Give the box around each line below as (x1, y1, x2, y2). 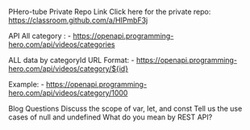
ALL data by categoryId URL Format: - (8, 56, 135, 65)
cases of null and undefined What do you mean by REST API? (8, 112, 213, 122)
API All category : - (8, 31, 71, 40)
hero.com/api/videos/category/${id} (8, 64, 129, 73)
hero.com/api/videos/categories (8, 40, 115, 49)
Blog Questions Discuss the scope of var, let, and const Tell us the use (8, 104, 243, 113)
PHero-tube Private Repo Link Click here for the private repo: (8, 7, 211, 16)
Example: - (8, 80, 44, 89)
